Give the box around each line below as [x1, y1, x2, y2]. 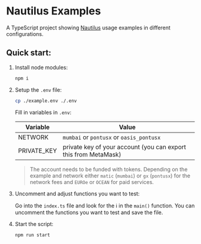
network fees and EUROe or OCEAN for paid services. [29, 178, 154, 185]
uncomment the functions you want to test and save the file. [14, 209, 163, 216]
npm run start [14, 232, 50, 238]
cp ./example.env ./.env [14, 98, 77, 104]
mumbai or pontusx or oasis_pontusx [62, 133, 161, 141]
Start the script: [14, 220, 54, 227]
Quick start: [6, 48, 52, 58]
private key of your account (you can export [62, 143, 187, 151]
